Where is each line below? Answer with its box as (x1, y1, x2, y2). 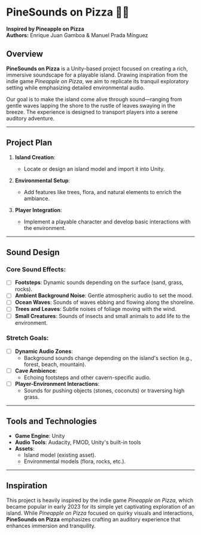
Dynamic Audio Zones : (14, 347, 73, 355)
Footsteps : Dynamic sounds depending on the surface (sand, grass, (14, 279, 184, 286)
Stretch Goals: (6, 334, 49, 342)
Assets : (14, 445, 35, 452)
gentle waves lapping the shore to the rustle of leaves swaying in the (6, 102, 175, 109)
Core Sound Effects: (6, 265, 66, 273)
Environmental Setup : (14, 177, 71, 184)
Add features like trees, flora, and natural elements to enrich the (23, 188, 181, 195)
